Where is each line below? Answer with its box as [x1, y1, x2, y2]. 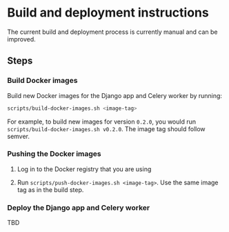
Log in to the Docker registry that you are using [17, 164, 152, 173]
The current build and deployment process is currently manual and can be [7, 28, 218, 36]
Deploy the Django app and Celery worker [7, 202, 150, 212]
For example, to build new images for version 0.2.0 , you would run [7, 117, 197, 126]
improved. [7, 35, 36, 43]
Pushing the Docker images [7, 149, 101, 159]
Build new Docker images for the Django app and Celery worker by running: [7, 91, 223, 99]
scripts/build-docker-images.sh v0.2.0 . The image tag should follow [7, 124, 206, 133]
